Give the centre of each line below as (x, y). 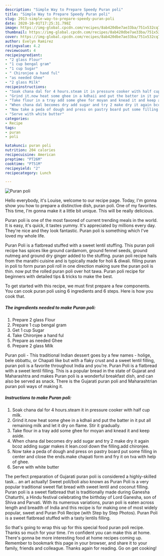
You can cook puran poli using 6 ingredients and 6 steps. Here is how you (79, 291)
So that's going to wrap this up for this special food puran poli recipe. (75, 528)
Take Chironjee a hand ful (38, 336)
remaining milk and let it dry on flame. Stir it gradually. (66, 426)
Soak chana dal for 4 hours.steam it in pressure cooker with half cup (81, 410)
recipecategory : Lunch (28, 173)
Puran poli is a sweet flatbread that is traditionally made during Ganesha (77, 492)
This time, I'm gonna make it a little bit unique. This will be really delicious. (80, 211)
